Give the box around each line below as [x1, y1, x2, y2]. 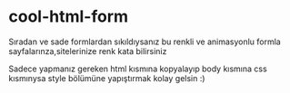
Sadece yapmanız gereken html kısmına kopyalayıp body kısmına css [8, 63, 267, 74]
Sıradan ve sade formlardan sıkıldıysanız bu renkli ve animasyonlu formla [8, 36, 281, 47]
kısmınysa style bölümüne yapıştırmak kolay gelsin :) [8, 72, 205, 83]
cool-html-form [8, 6, 129, 27]
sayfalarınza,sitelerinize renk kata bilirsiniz [8, 45, 167, 56]
